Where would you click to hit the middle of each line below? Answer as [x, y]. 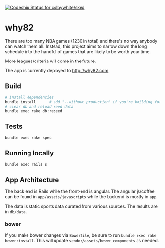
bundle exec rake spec [28, 138]
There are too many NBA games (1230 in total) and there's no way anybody [81, 41]
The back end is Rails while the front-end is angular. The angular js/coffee [80, 191]
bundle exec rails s [26, 164]
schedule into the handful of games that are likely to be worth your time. [78, 51]
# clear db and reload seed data [39, 107]
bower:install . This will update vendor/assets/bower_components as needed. [82, 240]
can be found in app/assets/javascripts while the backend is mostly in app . [82, 197]
